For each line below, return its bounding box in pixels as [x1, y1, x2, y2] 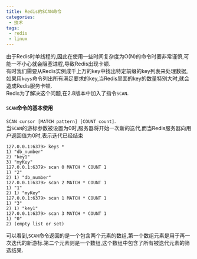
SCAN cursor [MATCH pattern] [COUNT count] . [6, 118, 116, 125]
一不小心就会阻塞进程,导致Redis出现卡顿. [11, 60, 111, 67]
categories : [6, 14, 35, 20]
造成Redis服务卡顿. [6, 82, 52, 89]
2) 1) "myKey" [6, 190, 41, 196]
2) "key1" [6, 154, 31, 160]
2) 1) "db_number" [6, 175, 51, 181]
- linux [8, 36, 28, 42]
